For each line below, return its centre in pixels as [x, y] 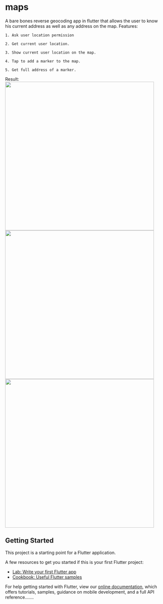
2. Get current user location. [37, 44]
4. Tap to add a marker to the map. [43, 61]
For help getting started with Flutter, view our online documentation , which [81, 587]
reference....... [19, 597]
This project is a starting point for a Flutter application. [60, 552]
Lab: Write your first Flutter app [44, 572]
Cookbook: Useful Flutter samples [47, 577]
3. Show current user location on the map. [51, 53]
